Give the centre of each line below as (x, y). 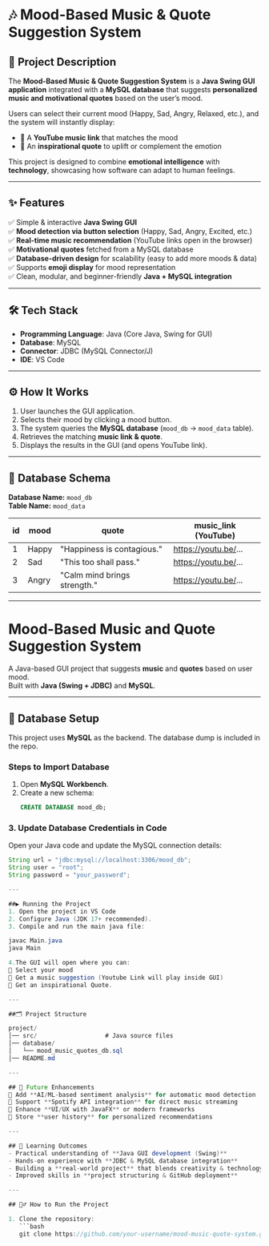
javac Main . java (35, 941)
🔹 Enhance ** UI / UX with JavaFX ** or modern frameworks (102, 1110)
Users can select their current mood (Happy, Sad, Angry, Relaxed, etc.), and (134, 113)
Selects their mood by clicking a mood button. (96, 420)
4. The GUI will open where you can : (69, 963)
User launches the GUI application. (77, 411)
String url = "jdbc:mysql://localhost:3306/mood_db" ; (100, 860)
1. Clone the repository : (51, 1220)
